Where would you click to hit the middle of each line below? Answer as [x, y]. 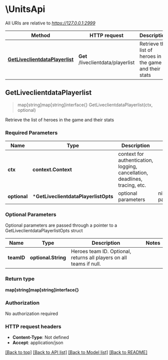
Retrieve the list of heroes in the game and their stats [59, 120]
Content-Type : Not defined [40, 338]
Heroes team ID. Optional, [101, 252]
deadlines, [130, 179]
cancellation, [133, 173]
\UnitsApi [25, 9]
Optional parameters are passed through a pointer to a [61, 225]
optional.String [48, 258]
